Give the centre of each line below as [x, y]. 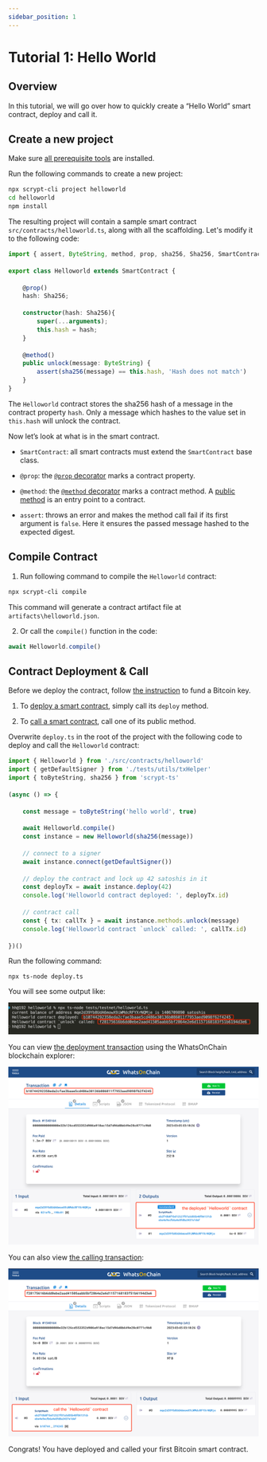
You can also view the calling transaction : [76, 1258]
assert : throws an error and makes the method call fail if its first [124, 515]
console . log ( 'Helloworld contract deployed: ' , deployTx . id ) [126, 896]
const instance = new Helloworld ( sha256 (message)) [108, 837]
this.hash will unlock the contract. [64, 421]
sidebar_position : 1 [43, 17]
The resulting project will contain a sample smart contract [103, 222]
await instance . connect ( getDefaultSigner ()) [97, 862]
